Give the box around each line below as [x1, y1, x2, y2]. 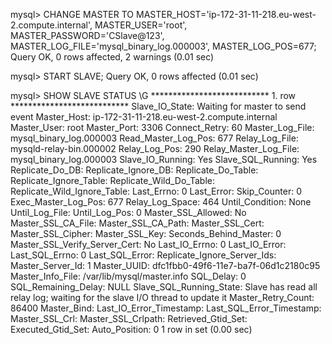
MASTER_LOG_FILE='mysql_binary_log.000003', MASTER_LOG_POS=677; [10, 40, 317, 52]
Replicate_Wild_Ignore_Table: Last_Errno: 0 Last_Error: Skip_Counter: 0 [10, 185, 302, 197]
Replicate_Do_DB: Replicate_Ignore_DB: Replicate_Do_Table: [10, 164, 259, 176]
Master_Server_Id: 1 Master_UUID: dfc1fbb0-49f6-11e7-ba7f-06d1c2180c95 [10, 260, 321, 271]
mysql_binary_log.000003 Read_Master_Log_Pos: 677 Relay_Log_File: [10, 132, 299, 144]
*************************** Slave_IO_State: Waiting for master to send [10, 100, 307, 112]
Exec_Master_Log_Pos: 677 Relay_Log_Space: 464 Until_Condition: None [10, 196, 312, 208]
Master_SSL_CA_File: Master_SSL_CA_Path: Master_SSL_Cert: [10, 217, 265, 229]
